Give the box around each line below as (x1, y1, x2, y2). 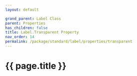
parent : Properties (5, 21, 46, 26)
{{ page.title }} (5, 60, 67, 72)
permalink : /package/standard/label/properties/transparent (5, 39, 133, 44)
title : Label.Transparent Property (5, 30, 79, 35)
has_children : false (5, 25, 48, 30)
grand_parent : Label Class (5, 16, 61, 21)
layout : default (5, 7, 39, 12)
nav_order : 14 (5, 35, 35, 39)
